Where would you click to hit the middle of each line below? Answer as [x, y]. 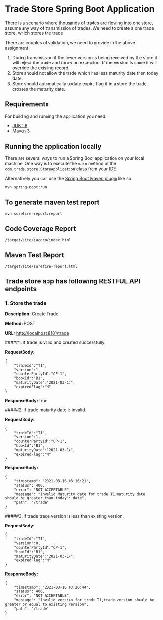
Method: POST [20, 323]
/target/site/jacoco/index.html [38, 240]
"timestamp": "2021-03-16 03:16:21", [52, 481]
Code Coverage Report [41, 229]
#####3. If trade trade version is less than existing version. [65, 516]
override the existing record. [41, 68]
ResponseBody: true [26, 400]
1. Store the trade [26, 303]
